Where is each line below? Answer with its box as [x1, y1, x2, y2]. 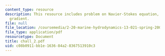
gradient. [9, 16, 29, 21]
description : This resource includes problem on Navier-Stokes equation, [5, 12, 160, 17]
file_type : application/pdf [5, 30, 63, 35]
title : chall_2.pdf [5, 39, 45, 44]
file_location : [5, 25, 36, 30]
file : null [5, 20, 27, 26]
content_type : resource [5, 7, 54, 12]
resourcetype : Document [5, 35, 54, 39]
